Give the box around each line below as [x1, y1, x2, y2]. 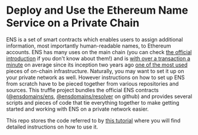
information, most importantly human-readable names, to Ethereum [6, 42, 171, 49]
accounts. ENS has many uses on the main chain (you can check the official [6, 48, 192, 55]
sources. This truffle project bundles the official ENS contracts [6, 86, 159, 93]
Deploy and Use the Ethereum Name [6, 4, 188, 17]
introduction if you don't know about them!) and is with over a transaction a [6, 55, 190, 62]
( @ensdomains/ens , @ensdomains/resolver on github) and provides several [6, 93, 192, 100]
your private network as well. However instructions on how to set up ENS [6, 74, 186, 81]
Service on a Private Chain [6, 16, 140, 30]
